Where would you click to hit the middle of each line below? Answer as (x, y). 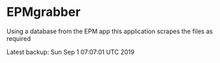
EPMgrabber (44, 12)
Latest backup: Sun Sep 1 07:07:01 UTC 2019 (71, 52)
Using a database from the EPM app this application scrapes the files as (110, 31)
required (19, 38)
